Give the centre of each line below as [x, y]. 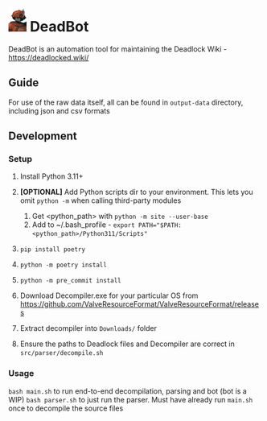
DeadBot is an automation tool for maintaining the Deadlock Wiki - [118, 49]
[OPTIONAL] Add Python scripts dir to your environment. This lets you [136, 192]
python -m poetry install [63, 265]
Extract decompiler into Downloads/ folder [88, 328]
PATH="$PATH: [160, 225]
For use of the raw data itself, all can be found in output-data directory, [126, 102]
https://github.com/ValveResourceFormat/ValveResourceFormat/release [140, 304]
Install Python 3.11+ [51, 176]
